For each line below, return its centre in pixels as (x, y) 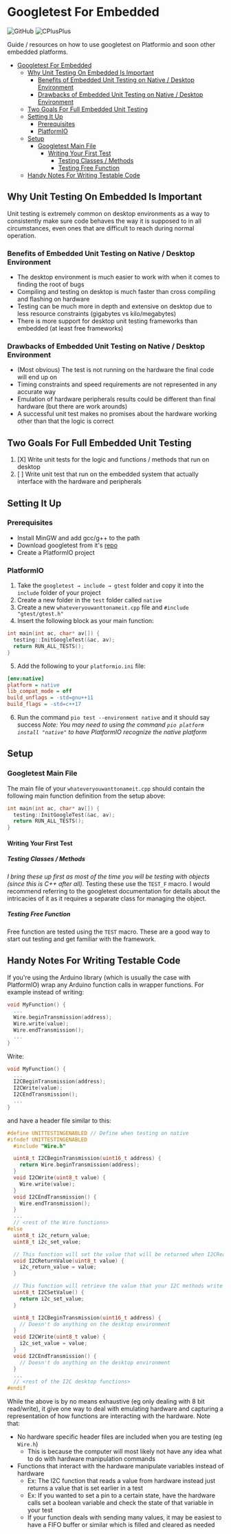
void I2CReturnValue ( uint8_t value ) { (69, 1261)
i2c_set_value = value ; (54, 1344)
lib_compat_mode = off (40, 691)
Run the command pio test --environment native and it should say (113, 718)
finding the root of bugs (51, 284)
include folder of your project (59, 593)
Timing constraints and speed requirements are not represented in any (117, 384)
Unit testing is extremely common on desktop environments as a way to (108, 213)
